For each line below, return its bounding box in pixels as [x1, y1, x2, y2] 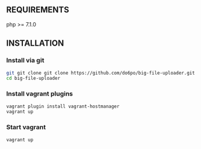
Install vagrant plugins [6, 90, 73, 98]
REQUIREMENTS [6, 5, 69, 15]
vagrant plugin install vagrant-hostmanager [6, 103, 120, 109]
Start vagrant [6, 123, 46, 132]
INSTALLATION [6, 38, 64, 49]
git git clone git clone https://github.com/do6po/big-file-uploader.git [6, 70, 196, 76]
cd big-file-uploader [6, 75, 61, 82]
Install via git [6, 56, 45, 65]
